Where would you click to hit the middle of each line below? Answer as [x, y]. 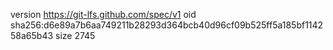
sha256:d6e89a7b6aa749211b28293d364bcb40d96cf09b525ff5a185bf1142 [167, 25]
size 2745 [75, 35]
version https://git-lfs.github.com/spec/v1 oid [103, 14]
